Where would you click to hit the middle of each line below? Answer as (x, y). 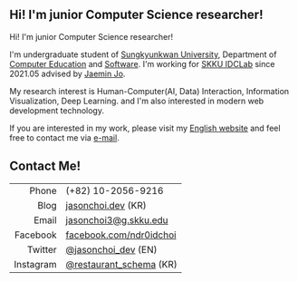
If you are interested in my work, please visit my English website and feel (145, 128)
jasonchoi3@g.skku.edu (117, 219)
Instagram (35, 264)
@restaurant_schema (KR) (122, 264)
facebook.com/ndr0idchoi (121, 235)
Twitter (42, 249)
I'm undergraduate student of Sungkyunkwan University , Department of (143, 54)
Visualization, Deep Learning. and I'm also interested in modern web (137, 101)
